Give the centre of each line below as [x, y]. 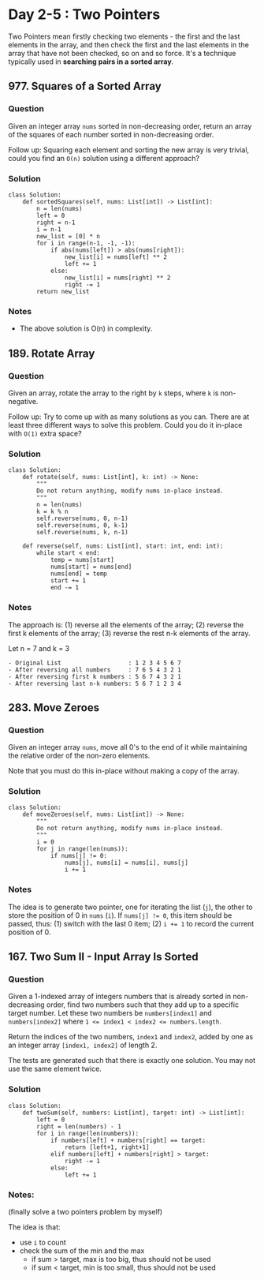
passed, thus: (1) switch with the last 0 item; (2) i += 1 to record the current [131, 923]
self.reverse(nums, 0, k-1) [82, 526]
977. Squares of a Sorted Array [85, 86]
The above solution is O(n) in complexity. [86, 328]
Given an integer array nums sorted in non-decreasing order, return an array [130, 126]
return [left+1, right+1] [107, 1147]
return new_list [63, 291]
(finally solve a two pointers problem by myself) [86, 1212]
